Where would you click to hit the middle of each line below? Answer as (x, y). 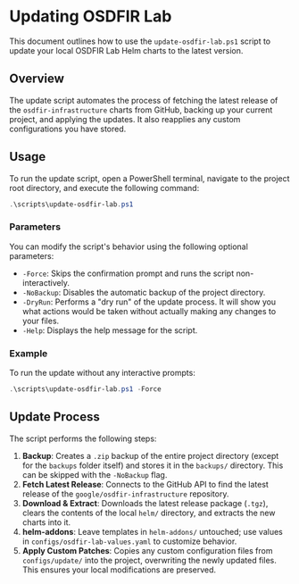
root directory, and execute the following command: (104, 188)
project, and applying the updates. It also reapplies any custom (125, 119)
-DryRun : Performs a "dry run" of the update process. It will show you (149, 302)
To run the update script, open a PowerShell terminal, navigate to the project (149, 178)
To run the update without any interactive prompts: (103, 373)
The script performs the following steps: (83, 438)
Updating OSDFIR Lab (91, 17)
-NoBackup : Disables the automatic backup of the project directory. (144, 292)
